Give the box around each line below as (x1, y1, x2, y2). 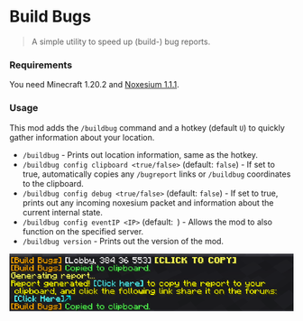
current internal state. (22, 206, 104, 217)
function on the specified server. (22, 225, 144, 236)
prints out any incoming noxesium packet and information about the (22, 197, 274, 208)
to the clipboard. (22, 178, 84, 188)
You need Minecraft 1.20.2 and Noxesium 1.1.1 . (9, 79, 180, 90)
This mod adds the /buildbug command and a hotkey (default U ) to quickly (9, 122, 286, 133)
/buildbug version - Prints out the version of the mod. (22, 235, 224, 246)
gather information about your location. (9, 132, 155, 142)
